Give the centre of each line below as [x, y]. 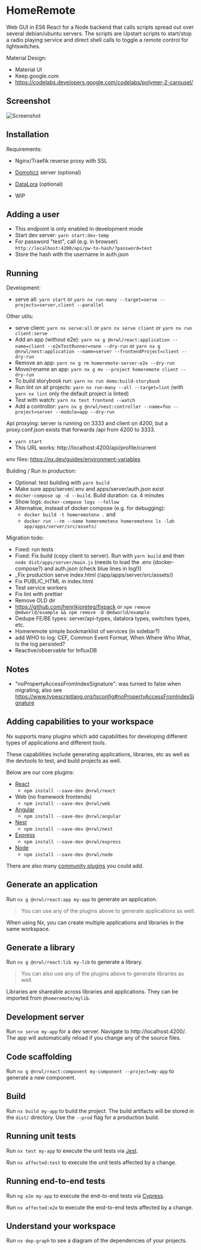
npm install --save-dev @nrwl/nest [68, 829]
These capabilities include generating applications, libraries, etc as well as [98, 754]
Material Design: [26, 58]
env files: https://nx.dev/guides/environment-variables [73, 460]
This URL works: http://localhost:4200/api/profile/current [85, 448]
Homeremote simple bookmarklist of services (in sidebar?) [87, 631]
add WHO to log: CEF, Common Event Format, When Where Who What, [103, 638]
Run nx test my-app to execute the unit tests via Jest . [72, 1150]
